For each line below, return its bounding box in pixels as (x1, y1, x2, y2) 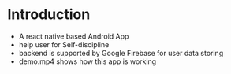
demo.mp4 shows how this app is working (18, 57, 157, 66)
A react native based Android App (18, 31, 129, 41)
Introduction (7, 6, 91, 24)
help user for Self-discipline (18, 39, 110, 49)
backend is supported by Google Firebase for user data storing (18, 48, 224, 57)
